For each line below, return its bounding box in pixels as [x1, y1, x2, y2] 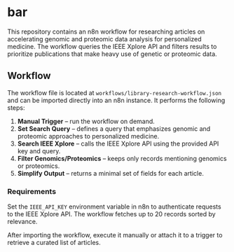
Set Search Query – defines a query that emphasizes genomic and [17, 124, 211, 133]
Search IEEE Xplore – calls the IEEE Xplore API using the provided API [17, 139, 219, 148]
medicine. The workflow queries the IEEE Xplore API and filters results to [7, 42, 217, 50]
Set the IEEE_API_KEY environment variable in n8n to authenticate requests [7, 202, 222, 211]
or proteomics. [17, 162, 60, 170]
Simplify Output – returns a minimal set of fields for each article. [17, 169, 205, 177]
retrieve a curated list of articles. [7, 239, 101, 247]
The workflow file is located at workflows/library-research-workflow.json [7, 88, 222, 97]
